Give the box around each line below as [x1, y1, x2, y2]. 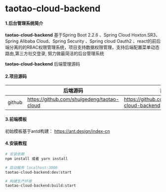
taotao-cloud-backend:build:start [5, 183, 77, 188]
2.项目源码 [5, 73, 27, 79]
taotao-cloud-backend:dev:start [5, 170, 72, 175]
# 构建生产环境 [5, 179, 32, 184]
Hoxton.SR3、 [131, 32, 161, 38]
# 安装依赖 [5, 152, 25, 156]
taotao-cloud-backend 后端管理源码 [5, 61, 81, 67]
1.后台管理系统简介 [5, 20, 43, 26]
